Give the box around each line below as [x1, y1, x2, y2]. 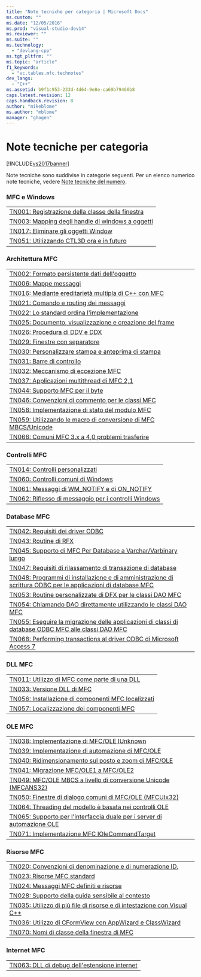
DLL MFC [6, 660, 33, 669]
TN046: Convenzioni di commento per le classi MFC [9, 396, 157, 404]
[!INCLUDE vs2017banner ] [6, 160, 70, 168]
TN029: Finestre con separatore [9, 338, 100, 346]
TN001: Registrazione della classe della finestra [9, 208, 144, 216]
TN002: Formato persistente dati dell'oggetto [9, 269, 136, 278]
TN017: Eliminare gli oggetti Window [9, 227, 112, 235]
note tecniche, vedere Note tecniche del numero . [6, 178, 127, 186]
